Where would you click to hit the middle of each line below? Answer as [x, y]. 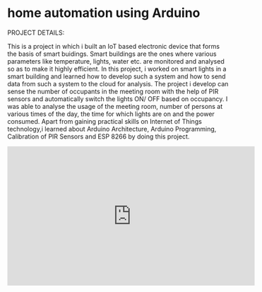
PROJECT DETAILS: [36, 33]
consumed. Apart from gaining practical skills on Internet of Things [105, 121]
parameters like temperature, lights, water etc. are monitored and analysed [116, 61]
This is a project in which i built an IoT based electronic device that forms [114, 46]
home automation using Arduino [104, 13]
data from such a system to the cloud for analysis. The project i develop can [118, 83]
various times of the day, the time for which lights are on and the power [111, 114]
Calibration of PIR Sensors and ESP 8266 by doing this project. [99, 136]
